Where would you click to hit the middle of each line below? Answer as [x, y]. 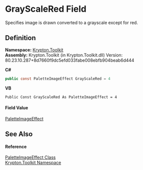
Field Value [17, 108]
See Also [19, 134]
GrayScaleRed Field [46, 9]
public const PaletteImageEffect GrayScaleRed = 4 [58, 79]
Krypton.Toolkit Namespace [33, 163]
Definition [20, 38]
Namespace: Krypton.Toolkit [34, 49]
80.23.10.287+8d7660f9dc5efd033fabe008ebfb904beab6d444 [70, 60]
